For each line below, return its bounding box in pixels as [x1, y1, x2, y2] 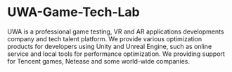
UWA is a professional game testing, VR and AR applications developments [7, 27, 224, 36]
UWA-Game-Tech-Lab [7, 4, 140, 20]
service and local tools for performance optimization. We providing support [7, 50, 225, 58]
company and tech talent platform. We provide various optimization [7, 34, 202, 43]
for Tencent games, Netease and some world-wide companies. [7, 57, 191, 65]
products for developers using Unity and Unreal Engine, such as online [7, 42, 212, 50]
